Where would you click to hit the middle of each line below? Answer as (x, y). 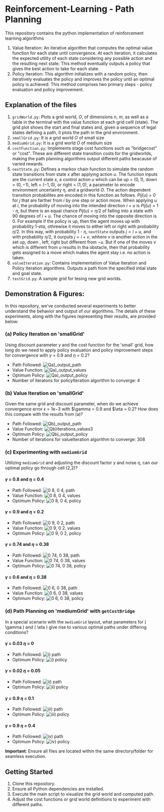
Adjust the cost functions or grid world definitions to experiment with (81, 799)
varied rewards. (28, 163)
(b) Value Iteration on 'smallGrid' (44, 393)
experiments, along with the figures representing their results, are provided (81, 316)
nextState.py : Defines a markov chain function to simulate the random (83, 169)
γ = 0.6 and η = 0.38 (26, 577)
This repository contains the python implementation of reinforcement (74, 33)
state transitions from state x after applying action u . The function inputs (85, 174)
